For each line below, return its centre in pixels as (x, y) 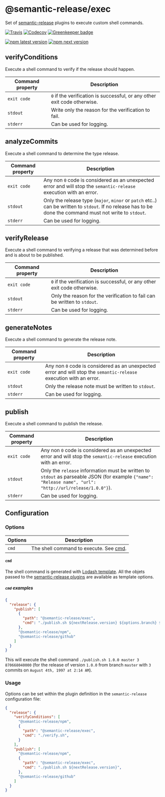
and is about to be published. (35, 255)
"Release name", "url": (68, 482)
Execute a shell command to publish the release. (54, 424)
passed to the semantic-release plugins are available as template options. (80, 576)
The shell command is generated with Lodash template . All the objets (75, 572)
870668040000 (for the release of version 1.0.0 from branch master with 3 (78, 665)
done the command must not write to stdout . (95, 213)
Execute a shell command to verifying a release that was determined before (82, 250)
